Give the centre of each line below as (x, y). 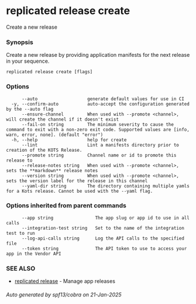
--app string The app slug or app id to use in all (106, 218)
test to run (20, 233)
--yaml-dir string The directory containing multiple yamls (106, 186)
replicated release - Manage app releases (65, 281)
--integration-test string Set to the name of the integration (103, 228)
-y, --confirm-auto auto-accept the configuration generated (101, 104)
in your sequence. (28, 61)
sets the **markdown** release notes (52, 170)
